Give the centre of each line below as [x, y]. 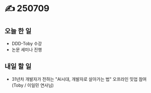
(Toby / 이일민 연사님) [33, 85]
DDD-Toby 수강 [27, 44]
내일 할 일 [18, 66]
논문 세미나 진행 [27, 50]
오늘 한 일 [18, 31]
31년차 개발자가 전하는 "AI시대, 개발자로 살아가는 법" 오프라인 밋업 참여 [79, 79]
